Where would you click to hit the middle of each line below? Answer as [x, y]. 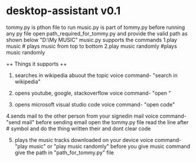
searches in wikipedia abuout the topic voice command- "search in [96, 75]
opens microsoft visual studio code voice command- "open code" [95, 104]
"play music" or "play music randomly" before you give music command [102, 146]
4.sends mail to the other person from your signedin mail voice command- [97, 116]
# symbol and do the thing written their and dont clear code [79, 128]
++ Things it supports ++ [37, 64]
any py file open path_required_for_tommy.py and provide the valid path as [97, 33]
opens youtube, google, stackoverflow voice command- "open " [93, 93]
